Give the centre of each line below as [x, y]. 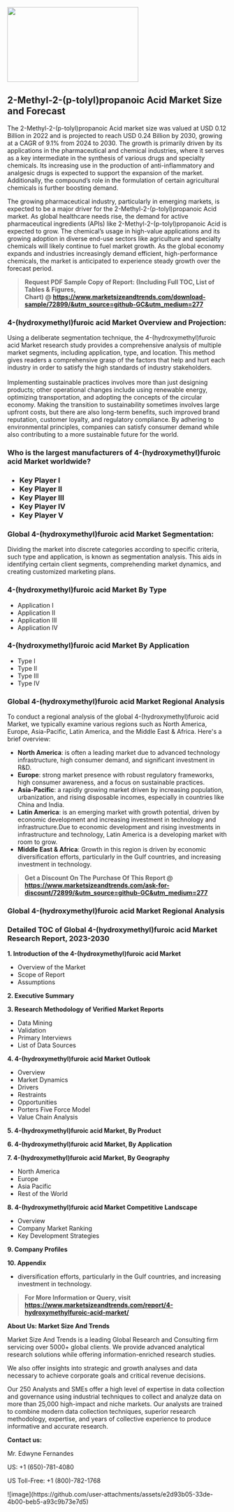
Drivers [28, 1087]
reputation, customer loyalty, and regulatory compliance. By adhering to [111, 420]
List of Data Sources [47, 1045]
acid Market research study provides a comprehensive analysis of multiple [115, 345]
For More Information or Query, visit [78, 1298]
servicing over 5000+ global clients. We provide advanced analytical [106, 1347]
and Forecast [36, 111]
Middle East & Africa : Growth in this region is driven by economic [112, 850]
